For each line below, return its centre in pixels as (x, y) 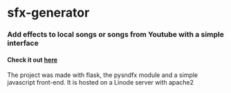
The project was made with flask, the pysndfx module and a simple (103, 75)
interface (23, 43)
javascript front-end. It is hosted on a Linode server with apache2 (101, 83)
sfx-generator (48, 13)
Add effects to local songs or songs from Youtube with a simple (116, 35)
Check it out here (32, 60)
